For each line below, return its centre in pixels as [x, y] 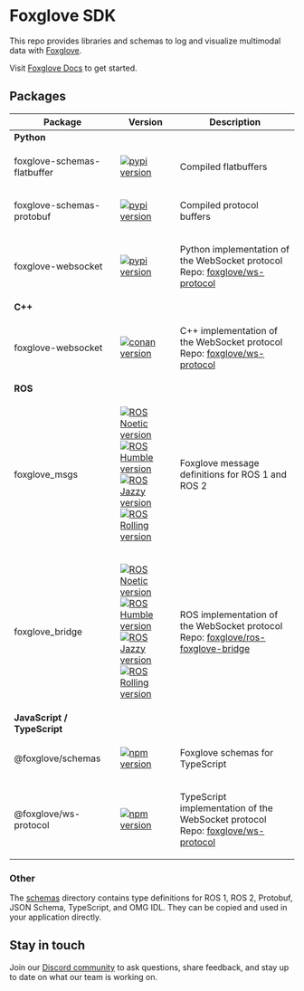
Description [235, 121]
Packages [38, 96]
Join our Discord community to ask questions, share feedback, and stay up [149, 967]
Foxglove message [219, 462]
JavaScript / [41, 718]
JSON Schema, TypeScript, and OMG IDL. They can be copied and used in [148, 908]
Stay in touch [47, 945]
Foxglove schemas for [227, 752]
